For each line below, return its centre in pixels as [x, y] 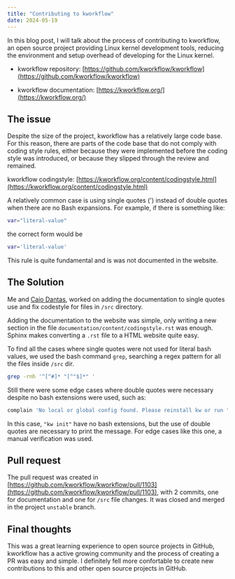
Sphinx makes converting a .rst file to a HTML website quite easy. [103, 335]
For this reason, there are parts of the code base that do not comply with [112, 144]
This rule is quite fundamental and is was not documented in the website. [113, 261]
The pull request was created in [53, 477]
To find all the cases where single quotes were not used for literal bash [109, 348]
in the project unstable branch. [52, 507]
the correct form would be [45, 234]
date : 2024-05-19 [33, 20]
